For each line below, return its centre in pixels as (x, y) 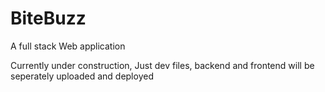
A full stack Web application (68, 46)
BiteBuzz (48, 18)
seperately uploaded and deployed (82, 76)
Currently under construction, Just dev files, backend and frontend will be (162, 65)
